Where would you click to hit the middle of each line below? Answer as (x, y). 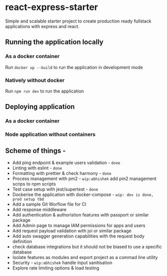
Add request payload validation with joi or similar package (72, 230)
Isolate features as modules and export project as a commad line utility (85, 257)
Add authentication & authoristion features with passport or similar (81, 214)
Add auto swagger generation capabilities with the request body (78, 236)
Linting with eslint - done (37, 168)
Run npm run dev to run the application (45, 91)
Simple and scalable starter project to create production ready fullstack (78, 21)
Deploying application (40, 107)
